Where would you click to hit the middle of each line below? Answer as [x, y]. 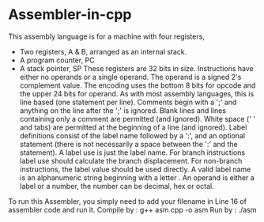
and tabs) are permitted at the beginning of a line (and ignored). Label [133, 127]
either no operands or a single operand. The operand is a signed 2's [130, 77]
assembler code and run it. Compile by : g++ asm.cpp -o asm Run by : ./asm [132, 209]
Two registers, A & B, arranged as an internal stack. [103, 51]
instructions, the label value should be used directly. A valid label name [135, 169]
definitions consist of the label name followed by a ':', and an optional [132, 135]
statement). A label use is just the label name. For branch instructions [132, 152]
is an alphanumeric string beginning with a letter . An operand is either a [137, 177]
